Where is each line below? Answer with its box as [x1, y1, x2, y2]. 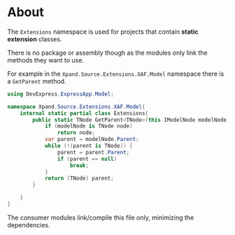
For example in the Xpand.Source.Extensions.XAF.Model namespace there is [7, 69, 225, 78]
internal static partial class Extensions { [20, 109, 149, 116]
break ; [69, 162, 90, 169]
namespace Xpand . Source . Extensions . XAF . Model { [7, 103, 145, 110]
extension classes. [7, 34, 62, 43]
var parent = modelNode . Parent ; [44, 136, 139, 143]
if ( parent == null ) [57, 155, 117, 162]
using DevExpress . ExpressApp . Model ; [7, 90, 114, 98]
